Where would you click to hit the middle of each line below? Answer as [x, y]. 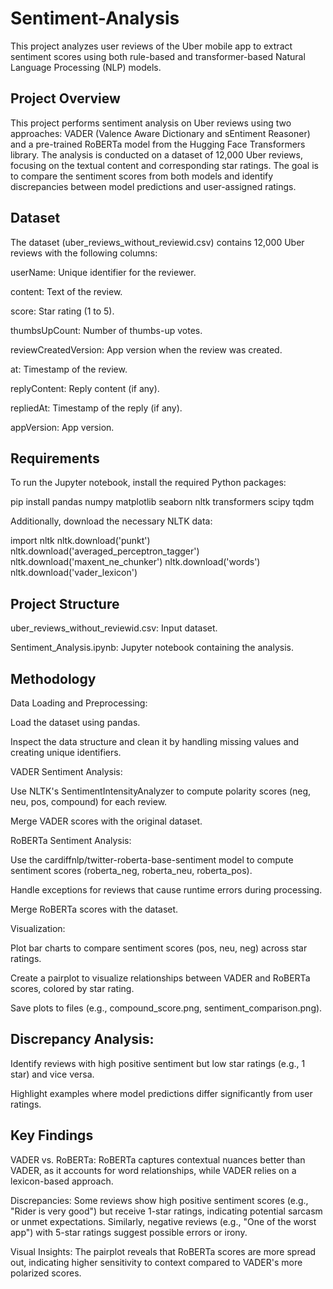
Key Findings [52, 1135]
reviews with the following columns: [84, 253]
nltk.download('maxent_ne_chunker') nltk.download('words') [135, 562]
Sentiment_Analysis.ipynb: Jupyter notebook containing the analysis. [152, 648]
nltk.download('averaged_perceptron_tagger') [105, 551]
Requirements [55, 458]
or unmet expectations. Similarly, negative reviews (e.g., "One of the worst [163, 1221]
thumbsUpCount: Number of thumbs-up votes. [106, 330]
